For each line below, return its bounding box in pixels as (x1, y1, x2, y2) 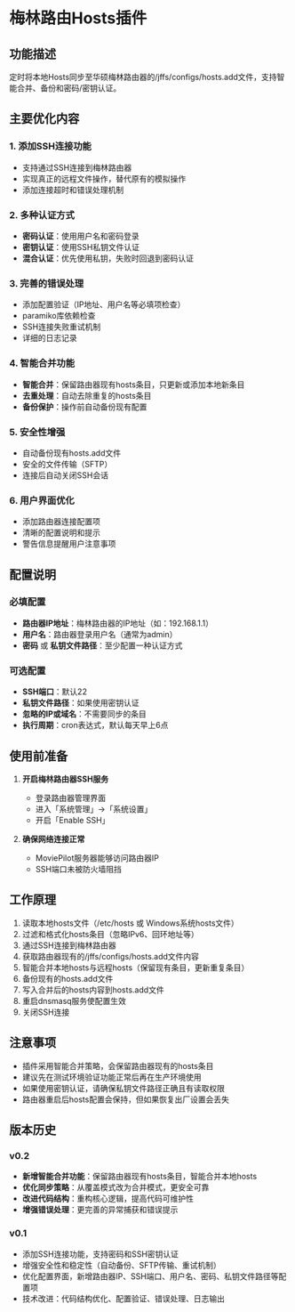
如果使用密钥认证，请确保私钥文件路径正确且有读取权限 (21, 1082, 225, 1093)
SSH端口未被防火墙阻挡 (35, 863, 122, 874)
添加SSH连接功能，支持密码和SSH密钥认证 (21, 1248, 179, 1259)
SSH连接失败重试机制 (21, 321, 101, 332)
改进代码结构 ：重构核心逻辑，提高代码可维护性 (21, 1194, 194, 1204)
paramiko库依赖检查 (21, 311, 96, 321)
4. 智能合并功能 (9, 357, 76, 369)
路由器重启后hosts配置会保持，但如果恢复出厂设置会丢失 (21, 1094, 229, 1105)
